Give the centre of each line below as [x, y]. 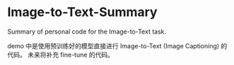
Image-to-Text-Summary [82, 12]
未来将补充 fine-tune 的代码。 [71, 55]
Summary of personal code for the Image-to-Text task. [87, 31]
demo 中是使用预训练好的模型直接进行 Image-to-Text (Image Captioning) [113, 45]
